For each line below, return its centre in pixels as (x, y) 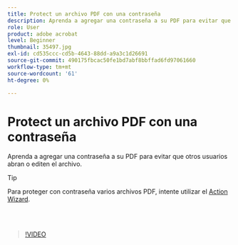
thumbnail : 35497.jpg (40, 47)
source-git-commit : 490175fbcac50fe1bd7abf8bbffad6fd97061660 (102, 61)
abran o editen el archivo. (45, 164)
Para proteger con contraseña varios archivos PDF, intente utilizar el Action (118, 192)
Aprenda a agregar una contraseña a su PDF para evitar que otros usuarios (118, 157)
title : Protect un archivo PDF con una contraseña (84, 14)
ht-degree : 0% (29, 80)
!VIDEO (35, 234)
